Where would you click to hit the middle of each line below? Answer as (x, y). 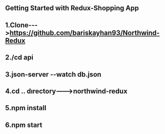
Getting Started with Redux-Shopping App (72, 8)
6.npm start (24, 125)
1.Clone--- (22, 25)
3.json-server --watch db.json (53, 74)
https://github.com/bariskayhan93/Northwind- (85, 33)
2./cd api (19, 57)
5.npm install (26, 108)
